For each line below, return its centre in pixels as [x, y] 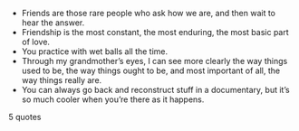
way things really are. [62, 80]
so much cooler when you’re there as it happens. [113, 99]
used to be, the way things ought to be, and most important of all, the [151, 70]
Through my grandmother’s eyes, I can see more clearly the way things [154, 61]
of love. [36, 42]
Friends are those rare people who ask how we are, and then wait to [149, 13]
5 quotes [25, 117]
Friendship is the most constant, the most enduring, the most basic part [155, 32]
